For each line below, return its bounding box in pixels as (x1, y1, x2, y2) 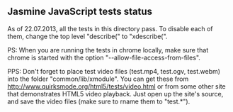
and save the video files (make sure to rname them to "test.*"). (7, 97, 191, 106)
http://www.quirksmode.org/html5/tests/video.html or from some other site (7, 82, 226, 91)
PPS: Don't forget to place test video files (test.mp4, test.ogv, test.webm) (7, 67, 221, 75)
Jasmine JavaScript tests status (7, 6, 152, 18)
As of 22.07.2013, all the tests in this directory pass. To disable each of (7, 24, 213, 33)
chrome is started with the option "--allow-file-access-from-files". (7, 53, 200, 62)
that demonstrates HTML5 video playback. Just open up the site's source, (7, 89, 224, 98)
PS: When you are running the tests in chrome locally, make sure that (7, 45, 209, 54)
